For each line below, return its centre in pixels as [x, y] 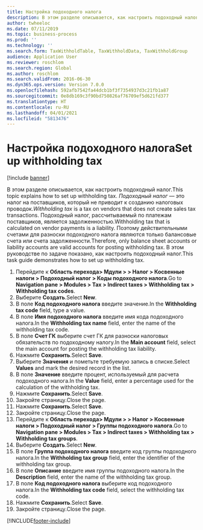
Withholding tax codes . [45, 291]
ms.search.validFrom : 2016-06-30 [49, 79]
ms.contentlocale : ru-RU [38, 107]
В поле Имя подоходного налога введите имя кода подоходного [99, 317]
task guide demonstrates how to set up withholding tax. [76, 260]
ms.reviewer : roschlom [35, 62]
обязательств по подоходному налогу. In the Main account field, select [106, 342]
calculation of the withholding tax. [58, 388]
